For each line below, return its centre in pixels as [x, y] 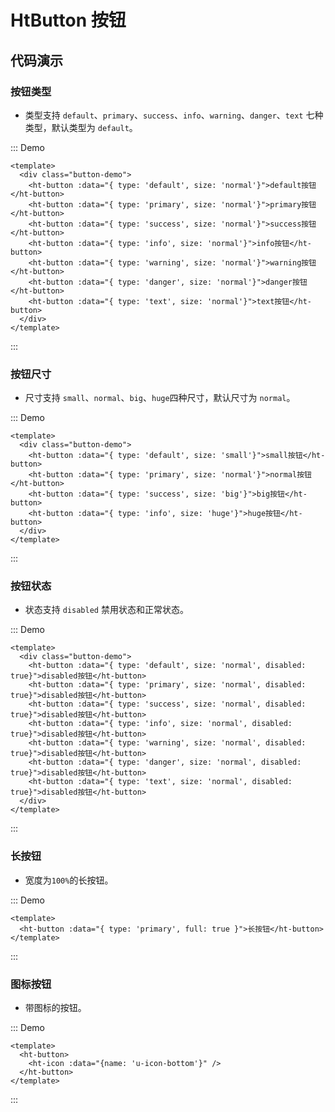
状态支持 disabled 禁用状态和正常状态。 [106, 610]
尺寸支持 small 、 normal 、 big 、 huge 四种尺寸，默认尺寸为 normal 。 [160, 398]
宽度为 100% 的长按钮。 [69, 880]
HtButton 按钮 [68, 20]
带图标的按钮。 [55, 1008]
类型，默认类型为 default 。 [81, 127]
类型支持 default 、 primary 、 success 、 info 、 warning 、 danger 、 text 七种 [174, 115]
